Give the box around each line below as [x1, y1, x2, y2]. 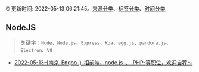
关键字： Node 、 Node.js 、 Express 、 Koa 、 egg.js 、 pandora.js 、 [20, 39, 172, 46]
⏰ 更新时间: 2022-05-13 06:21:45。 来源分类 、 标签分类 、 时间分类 [5, 5, 166, 12]
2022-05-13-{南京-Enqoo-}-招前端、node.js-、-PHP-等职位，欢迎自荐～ [14, 58, 193, 66]
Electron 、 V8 [20, 46, 53, 53]
